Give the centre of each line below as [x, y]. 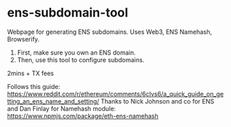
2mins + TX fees [31, 73]
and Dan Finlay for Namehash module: [61, 108]
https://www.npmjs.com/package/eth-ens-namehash [83, 116]
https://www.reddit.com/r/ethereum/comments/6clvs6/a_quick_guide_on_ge [115, 94]
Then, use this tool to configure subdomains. [81, 59]
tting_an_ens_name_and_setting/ [53, 101]
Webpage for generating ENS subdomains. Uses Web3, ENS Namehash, [110, 32]
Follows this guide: [34, 86]
